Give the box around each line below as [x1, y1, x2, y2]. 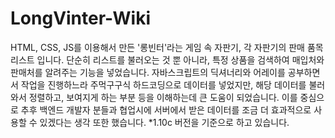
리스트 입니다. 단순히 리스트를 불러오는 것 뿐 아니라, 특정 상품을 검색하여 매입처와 [10, 53, 325, 66]
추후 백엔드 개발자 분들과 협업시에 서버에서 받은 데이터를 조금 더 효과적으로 [20, 103, 312, 116]
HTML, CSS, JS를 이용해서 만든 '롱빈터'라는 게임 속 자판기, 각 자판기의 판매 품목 [10, 41, 324, 53]
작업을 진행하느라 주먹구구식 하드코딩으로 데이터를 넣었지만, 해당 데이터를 [20, 78, 307, 91]
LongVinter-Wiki [10, 7, 151, 30]
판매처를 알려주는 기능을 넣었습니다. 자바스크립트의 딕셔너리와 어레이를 [10, 66, 286, 78]
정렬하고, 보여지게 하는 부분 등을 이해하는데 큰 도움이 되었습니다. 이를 [28, 91, 298, 103]
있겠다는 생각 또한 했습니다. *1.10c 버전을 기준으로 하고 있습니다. [39, 116, 290, 128]
